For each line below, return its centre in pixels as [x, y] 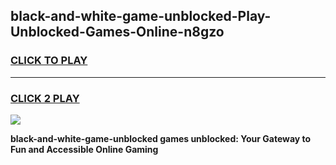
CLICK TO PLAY [49, 61]
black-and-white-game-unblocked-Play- [141, 16]
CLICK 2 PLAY [45, 98]
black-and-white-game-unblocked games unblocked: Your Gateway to [161, 138]
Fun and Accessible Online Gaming [84, 149]
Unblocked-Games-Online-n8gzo [117, 32]
